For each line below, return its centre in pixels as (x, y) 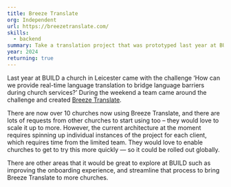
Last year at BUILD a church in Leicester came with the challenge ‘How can (114, 78)
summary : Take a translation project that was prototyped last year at (112, 45)
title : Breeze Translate (43, 13)
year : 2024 (23, 52)
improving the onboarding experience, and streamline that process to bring (113, 170)
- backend (27, 39)
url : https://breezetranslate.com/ (58, 26)
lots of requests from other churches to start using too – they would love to (113, 120)
